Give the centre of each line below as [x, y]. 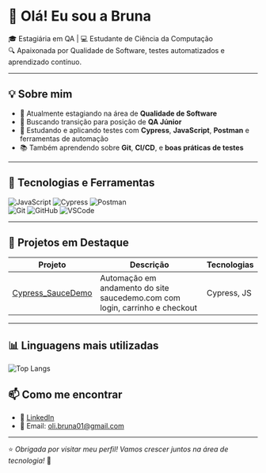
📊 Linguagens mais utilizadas [84, 345]
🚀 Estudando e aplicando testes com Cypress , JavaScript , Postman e [134, 130]
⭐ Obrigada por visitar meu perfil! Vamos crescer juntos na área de [118, 449]
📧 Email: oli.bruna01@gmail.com [72, 426]
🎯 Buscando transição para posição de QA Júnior [101, 121]
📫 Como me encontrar [65, 394]
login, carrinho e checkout [149, 308]
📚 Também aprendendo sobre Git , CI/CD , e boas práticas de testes [131, 147]
